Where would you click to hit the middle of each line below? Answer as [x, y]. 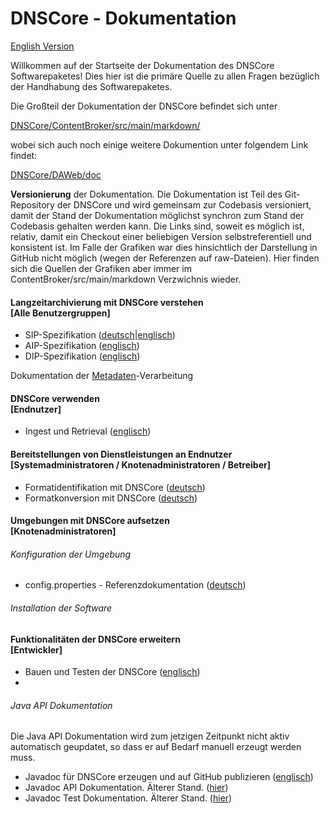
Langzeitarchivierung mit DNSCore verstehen [107, 302]
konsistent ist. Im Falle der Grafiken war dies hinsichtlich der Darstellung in [164, 247]
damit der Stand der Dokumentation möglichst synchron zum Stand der [157, 215]
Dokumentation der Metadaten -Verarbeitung [102, 376]
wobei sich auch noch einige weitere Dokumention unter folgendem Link [159, 144]
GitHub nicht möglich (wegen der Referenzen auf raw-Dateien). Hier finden [165, 258]
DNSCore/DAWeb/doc [56, 174]
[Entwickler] [36, 649]
